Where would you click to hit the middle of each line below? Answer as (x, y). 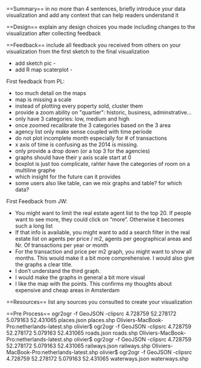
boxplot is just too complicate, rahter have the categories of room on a (102, 164)
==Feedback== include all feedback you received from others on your (94, 45)
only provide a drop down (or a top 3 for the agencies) (82, 151)
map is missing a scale (43, 100)
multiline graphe (35, 170)
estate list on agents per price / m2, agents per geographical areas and (103, 239)
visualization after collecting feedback (54, 33)
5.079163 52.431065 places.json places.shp (61, 320)
